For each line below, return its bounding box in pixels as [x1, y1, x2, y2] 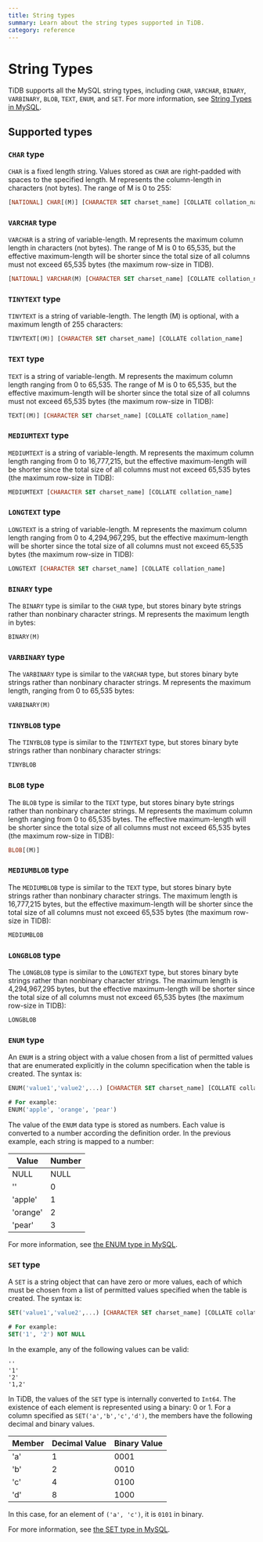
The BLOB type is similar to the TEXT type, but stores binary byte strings [8, 797, 235, 807]
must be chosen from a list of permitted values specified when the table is [8, 1285, 247, 1295]
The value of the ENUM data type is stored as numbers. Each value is [8, 1120, 225, 1129]
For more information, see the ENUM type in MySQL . [8, 1239, 178, 1249]
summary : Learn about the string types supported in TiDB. [8, 19, 205, 27]
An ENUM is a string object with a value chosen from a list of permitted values [8, 1052, 254, 1062]
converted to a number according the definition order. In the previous [8, 1128, 231, 1138]
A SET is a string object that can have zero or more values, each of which [8, 1277, 243, 1286]
